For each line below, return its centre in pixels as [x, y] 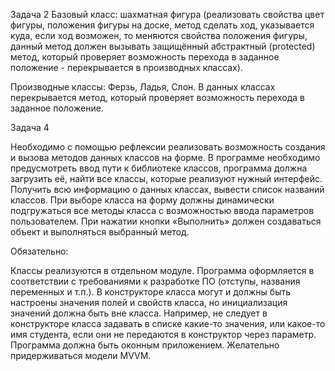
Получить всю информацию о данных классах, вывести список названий [167, 189]
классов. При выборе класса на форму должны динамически [142, 200]
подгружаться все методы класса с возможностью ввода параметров [162, 210]
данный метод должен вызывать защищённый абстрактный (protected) [163, 46]
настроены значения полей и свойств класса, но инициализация [149, 302]
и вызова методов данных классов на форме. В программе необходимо [165, 157]
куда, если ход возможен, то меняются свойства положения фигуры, [159, 35]
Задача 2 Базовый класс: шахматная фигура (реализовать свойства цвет [167, 14]
